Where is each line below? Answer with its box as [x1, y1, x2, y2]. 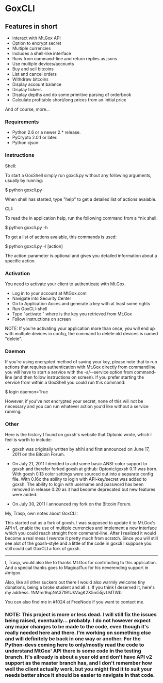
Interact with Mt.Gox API [12, 35, 61, 41]
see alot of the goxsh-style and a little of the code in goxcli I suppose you [5, 540, 152, 546]
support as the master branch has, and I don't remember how [5, 660, 152, 667]
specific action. [5, 258, 36, 263]
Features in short [5, 22, 58, 31]
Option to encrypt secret [12, 40, 62, 46]
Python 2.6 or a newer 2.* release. [12, 130, 81, 135]
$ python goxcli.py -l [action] [5, 243, 63, 249]
